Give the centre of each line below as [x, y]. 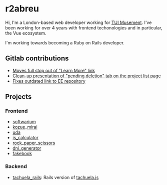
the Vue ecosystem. [26, 33]
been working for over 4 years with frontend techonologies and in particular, [84, 27]
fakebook [22, 154]
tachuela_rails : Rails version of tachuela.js [55, 177]
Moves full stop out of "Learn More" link [53, 70]
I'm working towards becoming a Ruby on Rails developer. [65, 42]
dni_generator [27, 148]
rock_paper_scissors [34, 143]
